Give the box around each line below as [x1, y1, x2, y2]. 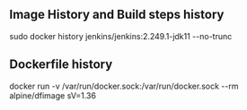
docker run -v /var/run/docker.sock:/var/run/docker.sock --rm [9, 80, 239, 91]
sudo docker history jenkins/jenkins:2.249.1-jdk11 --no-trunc [9, 30, 233, 41]
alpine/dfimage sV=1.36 [9, 89, 97, 101]
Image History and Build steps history [9, 7, 225, 22]
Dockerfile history [9, 57, 113, 72]
